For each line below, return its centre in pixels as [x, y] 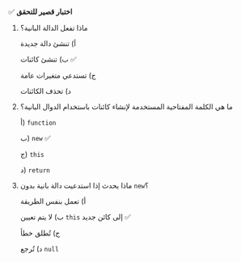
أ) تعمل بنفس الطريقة [53, 201]
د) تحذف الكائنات [45, 91]
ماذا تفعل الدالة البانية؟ [54, 28]
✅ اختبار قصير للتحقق [40, 12]
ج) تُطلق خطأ [40, 233]
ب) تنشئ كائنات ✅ [48, 59]
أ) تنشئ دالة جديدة [48, 43]
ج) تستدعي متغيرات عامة [58, 75]
